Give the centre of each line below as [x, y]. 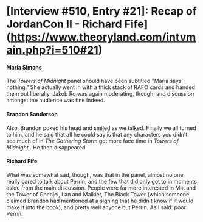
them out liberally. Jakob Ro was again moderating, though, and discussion [100, 94]
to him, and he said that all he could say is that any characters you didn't [97, 134]
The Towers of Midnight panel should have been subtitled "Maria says [94, 81]
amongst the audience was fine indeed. [56, 100]
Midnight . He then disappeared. [46, 147]
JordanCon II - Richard [64, 24]
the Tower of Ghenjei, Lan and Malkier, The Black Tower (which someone [98, 194]
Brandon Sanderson [32, 114]
